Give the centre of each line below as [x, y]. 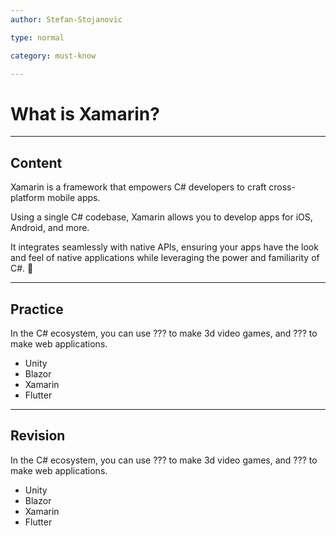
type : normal [37, 37]
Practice [37, 309]
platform [27, 198]
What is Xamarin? [85, 113]
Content [36, 162]
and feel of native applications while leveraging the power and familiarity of [165, 258]
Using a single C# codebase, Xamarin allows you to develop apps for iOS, [161, 217]
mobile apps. [73, 198]
